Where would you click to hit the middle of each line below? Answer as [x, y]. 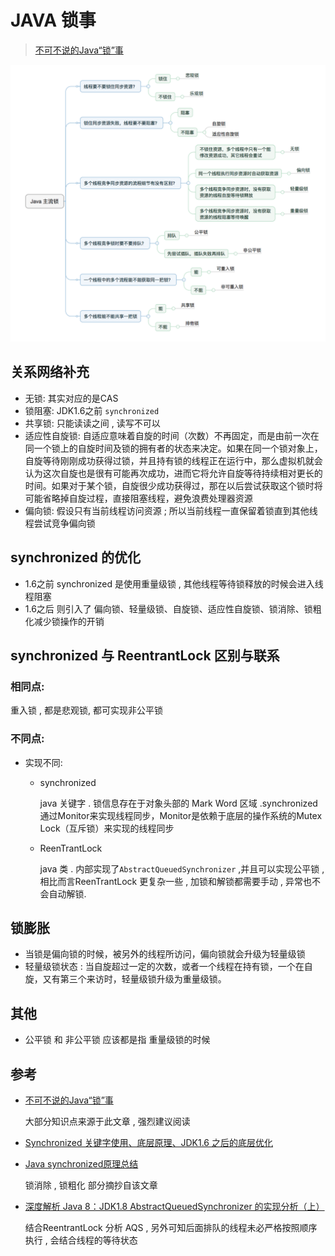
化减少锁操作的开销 [64, 621]
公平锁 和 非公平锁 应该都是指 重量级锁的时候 [117, 1040]
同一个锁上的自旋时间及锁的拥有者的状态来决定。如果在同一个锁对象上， [173, 448]
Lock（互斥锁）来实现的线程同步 [107, 828]
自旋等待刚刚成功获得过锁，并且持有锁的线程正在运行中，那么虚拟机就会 [173, 460]
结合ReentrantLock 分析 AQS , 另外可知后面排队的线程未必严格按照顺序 [171, 1227]
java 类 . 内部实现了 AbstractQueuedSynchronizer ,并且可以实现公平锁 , [182, 868]
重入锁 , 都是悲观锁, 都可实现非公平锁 [86, 710]
